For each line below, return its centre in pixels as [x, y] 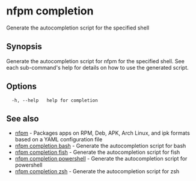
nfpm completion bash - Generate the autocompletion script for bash [100, 146]
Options [22, 86]
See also [23, 118]
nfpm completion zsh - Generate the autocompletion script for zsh [97, 171]
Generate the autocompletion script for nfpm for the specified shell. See [95, 61]
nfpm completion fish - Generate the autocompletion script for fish [97, 152]
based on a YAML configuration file [59, 140]
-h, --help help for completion [55, 100]
